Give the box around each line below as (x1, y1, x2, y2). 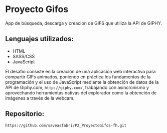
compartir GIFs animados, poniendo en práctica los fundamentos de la (5, 74, 151, 80)
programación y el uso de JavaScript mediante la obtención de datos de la (5, 79, 159, 85)
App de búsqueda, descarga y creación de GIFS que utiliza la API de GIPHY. (5, 20, 162, 26)
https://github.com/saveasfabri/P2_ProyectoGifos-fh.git (5, 123, 127, 128)
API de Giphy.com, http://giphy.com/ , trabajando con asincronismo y (5, 84, 149, 90)
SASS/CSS (12, 53, 35, 59)
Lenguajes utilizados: (5, 35, 74, 43)
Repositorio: (5, 109, 45, 118)
